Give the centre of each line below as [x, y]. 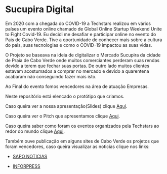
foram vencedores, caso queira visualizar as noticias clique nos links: [78, 147]
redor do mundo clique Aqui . [35, 131]
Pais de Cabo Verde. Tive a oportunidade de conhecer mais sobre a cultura [84, 40]
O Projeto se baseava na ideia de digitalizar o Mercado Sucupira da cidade [83, 55]
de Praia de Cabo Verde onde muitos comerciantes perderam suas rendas [82, 60]
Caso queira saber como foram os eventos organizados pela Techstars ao [82, 126]
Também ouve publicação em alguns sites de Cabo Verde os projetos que [82, 141]
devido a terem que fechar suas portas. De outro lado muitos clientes [77, 66]
